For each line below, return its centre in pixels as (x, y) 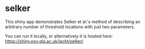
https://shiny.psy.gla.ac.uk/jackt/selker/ (44, 41)
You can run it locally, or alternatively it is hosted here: (59, 36)
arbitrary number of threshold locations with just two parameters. (70, 26)
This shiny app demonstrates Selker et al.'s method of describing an (73, 22)
